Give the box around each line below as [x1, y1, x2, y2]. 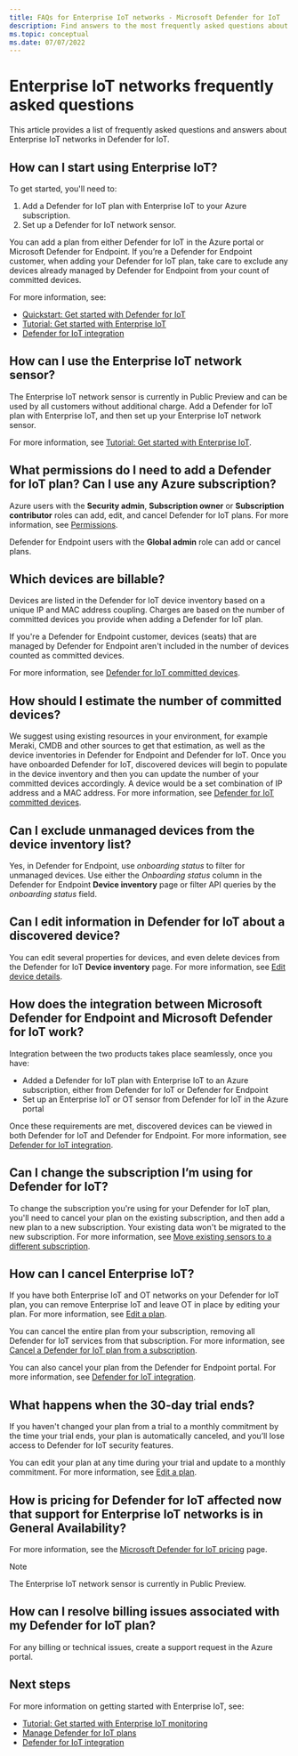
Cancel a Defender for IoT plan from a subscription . [9, 1345, 197, 1355]
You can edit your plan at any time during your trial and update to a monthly [9, 1457, 286, 1469]
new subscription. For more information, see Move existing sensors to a [9, 1231, 272, 1242]
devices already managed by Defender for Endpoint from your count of [9, 265, 270, 276]
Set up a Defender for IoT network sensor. [21, 220, 176, 230]
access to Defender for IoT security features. [9, 1440, 174, 1451]
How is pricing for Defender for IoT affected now [9, 1493, 282, 1508]
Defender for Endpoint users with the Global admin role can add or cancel [9, 536, 281, 547]
